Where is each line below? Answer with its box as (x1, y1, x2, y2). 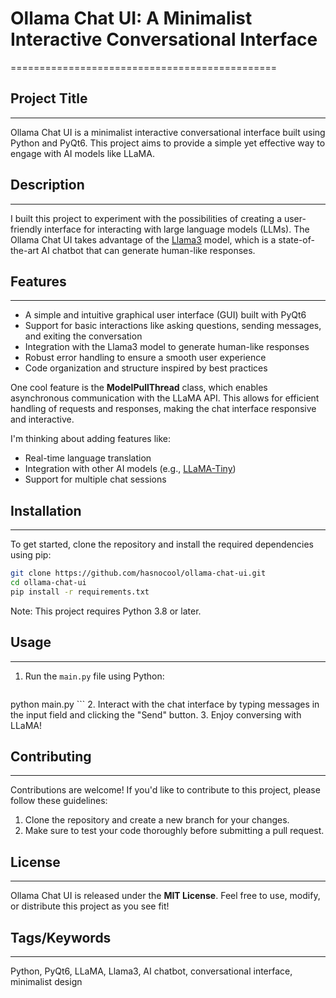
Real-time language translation (24, 452, 152, 464)
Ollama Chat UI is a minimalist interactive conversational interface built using (10, 126, 326, 138)
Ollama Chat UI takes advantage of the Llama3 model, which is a (10, 233, 277, 246)
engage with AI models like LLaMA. (10, 147, 155, 159)
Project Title (10, 90, 88, 107)
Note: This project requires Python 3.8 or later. (10, 605, 202, 617)
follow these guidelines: (10, 795, 108, 807)
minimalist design (10, 976, 83, 988)
